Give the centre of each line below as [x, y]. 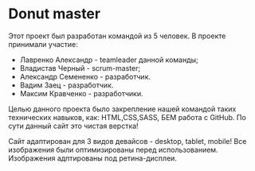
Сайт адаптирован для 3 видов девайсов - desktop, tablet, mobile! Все [127, 141]
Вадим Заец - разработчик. [67, 85]
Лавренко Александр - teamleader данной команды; [109, 60]
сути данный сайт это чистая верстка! [73, 126]
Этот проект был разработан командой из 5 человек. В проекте [117, 36]
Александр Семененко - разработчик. [85, 76]
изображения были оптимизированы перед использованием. [113, 150]
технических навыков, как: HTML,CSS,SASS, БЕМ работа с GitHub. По [127, 117]
